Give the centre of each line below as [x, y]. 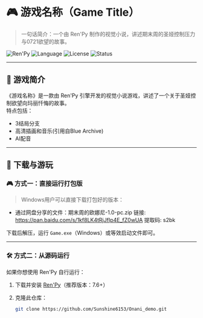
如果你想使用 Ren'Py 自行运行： [46, 272]
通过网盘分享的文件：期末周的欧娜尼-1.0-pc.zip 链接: [80, 212]
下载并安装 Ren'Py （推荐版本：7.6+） [62, 285]
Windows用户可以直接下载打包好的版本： [72, 200]
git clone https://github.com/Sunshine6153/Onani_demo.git [91, 309]
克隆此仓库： [31, 297]
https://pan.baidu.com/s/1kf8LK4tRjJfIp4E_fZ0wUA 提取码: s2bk [95, 220]
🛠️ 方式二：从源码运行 [38, 256]
